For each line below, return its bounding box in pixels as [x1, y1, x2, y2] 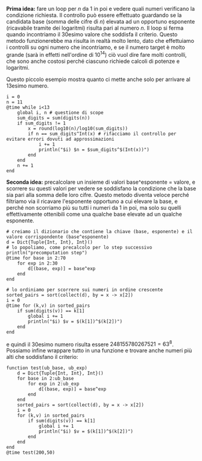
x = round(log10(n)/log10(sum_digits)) [28, 125, 128, 132]
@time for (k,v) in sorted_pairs [6, 302, 90, 309]
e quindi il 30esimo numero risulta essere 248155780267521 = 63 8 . [6, 340, 174, 348]
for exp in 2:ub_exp [28, 381, 80, 387]
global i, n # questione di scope [17, 109, 104, 115]
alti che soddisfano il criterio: [6, 353, 78, 361]
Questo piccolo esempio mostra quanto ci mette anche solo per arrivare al [6, 76, 191, 83]
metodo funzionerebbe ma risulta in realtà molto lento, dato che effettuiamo [6, 37, 195, 44]
